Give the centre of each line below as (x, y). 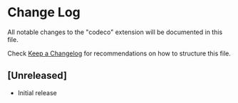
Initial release (37, 92)
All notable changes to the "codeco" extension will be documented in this (115, 32)
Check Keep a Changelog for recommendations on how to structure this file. (119, 53)
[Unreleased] (37, 76)
